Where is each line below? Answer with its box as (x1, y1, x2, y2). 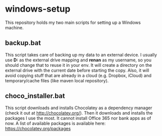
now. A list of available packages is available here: (5, 120, 106, 126)
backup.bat (5, 39, 41, 47)
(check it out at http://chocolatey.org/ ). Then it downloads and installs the (5, 110, 153, 116)
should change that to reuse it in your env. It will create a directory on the (5, 62, 152, 68)
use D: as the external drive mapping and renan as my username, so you (5, 57, 152, 63)
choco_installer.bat (5, 92, 65, 100)
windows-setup (5, 3, 71, 15)
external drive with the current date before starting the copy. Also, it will (5, 67, 150, 73)
